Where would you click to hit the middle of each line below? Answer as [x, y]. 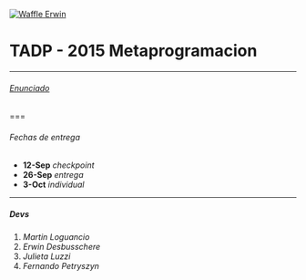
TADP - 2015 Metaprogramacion [133, 51]
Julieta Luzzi [46, 256]
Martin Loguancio [56, 237]
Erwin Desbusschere [61, 247]
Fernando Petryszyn [61, 266]
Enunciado [30, 88]
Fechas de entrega [45, 137]
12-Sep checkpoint [58, 165]
